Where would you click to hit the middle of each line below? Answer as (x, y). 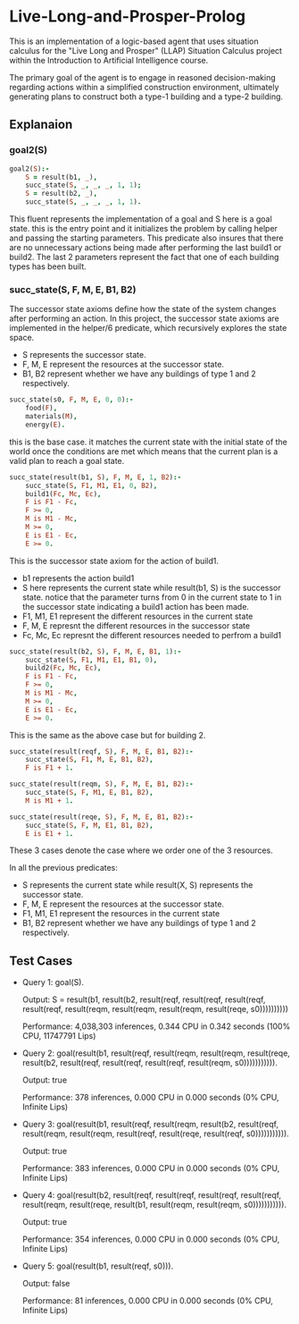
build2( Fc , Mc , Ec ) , (63, 668)
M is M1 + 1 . (50, 801)
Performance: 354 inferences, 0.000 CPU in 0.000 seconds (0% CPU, (151, 1239)
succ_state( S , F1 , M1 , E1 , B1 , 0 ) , (91, 660)
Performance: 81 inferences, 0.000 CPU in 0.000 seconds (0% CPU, (148, 1301)
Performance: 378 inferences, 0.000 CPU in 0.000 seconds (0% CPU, (150, 1098)
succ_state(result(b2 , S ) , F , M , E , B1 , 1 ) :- (96, 651)
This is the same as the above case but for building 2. (108, 735)
